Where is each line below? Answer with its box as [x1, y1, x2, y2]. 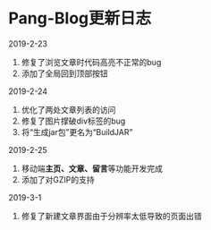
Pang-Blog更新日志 [8, 8, 152, 29]
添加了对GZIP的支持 [21, 174, 95, 184]
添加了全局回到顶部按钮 [21, 68, 108, 79]
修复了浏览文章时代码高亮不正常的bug [21, 56, 162, 67]
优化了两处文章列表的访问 [21, 104, 116, 115]
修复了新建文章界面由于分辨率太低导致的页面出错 [21, 210, 202, 221]
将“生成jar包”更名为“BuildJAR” [21, 126, 133, 137]
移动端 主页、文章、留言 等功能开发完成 [21, 163, 163, 174]
